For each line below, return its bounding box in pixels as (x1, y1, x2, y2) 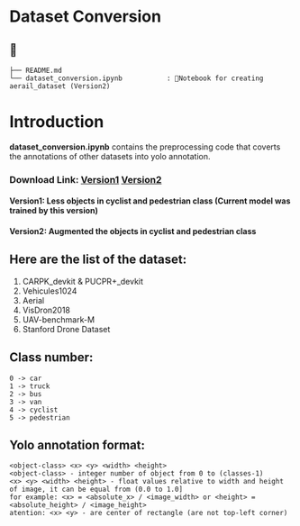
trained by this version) (9, 205, 99, 216)
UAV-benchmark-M (22, 313, 95, 325)
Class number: (9, 349, 94, 366)
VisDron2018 (22, 304, 70, 315)
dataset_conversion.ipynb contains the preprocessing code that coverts (9, 141, 281, 152)
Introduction (9, 112, 105, 132)
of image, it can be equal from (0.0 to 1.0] (9, 485, 183, 494)
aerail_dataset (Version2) (9, 82, 111, 91)
